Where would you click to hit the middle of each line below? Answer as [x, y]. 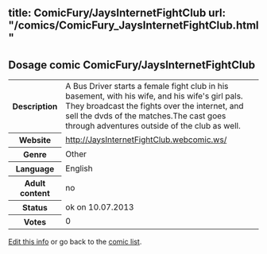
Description [35, 106]
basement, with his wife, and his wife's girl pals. [155, 96]
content [35, 193]
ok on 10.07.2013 [100, 207]
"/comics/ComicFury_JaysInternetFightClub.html [133, 26]
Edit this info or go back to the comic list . [75, 241]
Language [35, 168]
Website [35, 140]
